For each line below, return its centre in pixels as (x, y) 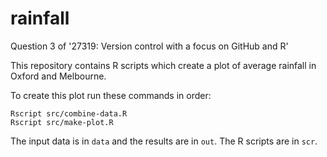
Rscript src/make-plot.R (62, 122)
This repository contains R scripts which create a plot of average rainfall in (163, 65)
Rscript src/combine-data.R (69, 113)
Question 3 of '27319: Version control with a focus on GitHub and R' (149, 46)
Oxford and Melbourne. (58, 76)
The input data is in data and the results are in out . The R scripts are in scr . (164, 141)
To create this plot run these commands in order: (111, 95)
